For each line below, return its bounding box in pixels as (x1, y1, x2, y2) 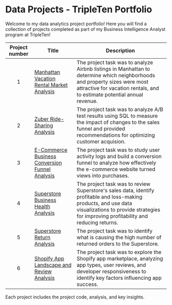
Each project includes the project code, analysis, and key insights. (5, 294, 145, 300)
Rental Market (34, 81, 68, 88)
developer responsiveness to (76, 267, 147, 275)
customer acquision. (76, 138, 126, 145)
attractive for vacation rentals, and (76, 84, 160, 92)
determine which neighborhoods (76, 71, 155, 79)
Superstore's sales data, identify (76, 187, 155, 194)
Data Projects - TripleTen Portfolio (5, 4, 153, 15)
